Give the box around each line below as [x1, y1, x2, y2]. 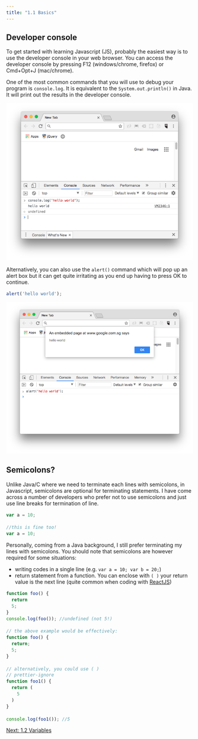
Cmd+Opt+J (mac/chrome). [6, 67, 74, 74]
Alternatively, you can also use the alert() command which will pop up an [6, 265, 188, 273]
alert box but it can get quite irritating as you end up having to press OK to [6, 272, 187, 279]
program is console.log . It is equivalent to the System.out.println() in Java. [6, 85, 192, 92]
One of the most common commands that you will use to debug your [6, 79, 174, 86]
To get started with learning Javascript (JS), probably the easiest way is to [6, 48, 188, 55]
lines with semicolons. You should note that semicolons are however [6, 548, 173, 555]
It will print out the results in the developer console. [6, 91, 132, 98]
